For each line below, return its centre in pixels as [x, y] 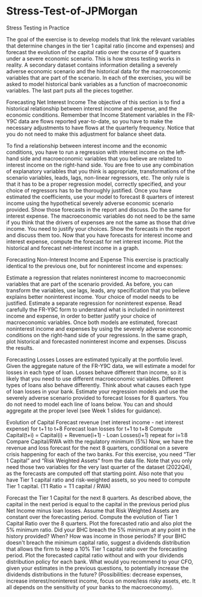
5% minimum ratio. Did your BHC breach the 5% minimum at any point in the [101, 530]
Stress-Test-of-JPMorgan [72, 11]
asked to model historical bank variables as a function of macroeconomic [97, 84]
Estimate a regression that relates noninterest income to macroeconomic [96, 277]
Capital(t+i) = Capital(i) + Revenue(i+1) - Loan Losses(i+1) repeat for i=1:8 [97, 435]
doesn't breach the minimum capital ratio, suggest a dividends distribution [98, 542]
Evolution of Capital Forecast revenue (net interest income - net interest [95, 422]
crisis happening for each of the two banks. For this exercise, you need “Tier [101, 454]
